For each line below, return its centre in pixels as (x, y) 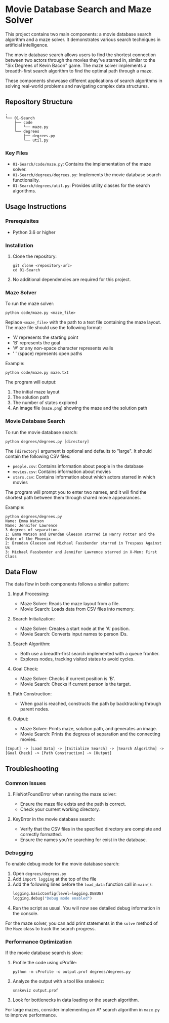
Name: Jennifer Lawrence (31, 525)
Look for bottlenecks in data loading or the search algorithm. (76, 1000)
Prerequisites (22, 221)
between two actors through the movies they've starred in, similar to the (80, 60)
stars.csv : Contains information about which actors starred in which (84, 477)
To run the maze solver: (30, 304)
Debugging (19, 853)
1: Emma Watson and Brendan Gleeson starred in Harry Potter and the (80, 534)
